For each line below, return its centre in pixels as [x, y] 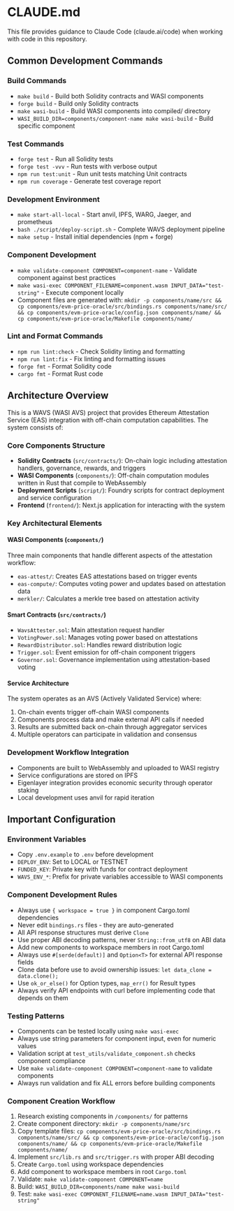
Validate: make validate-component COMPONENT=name [90, 1179]
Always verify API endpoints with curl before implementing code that [116, 990]
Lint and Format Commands [55, 336]
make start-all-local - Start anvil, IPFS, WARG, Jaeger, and [104, 214]
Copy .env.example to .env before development [85, 854]
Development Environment [53, 199]
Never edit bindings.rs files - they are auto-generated [95, 925]
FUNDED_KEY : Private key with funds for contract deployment [102, 869]
